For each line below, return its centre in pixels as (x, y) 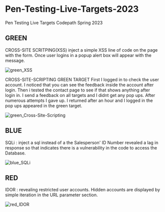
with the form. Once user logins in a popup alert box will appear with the (78, 55)
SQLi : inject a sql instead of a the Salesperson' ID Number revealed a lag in (82, 142)
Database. (16, 153)
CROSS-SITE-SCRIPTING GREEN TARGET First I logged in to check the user (82, 79)
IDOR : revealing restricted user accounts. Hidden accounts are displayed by (82, 190)
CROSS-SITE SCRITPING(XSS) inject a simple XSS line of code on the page (82, 50)
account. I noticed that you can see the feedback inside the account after (80, 85)
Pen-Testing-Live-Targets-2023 (72, 9)
